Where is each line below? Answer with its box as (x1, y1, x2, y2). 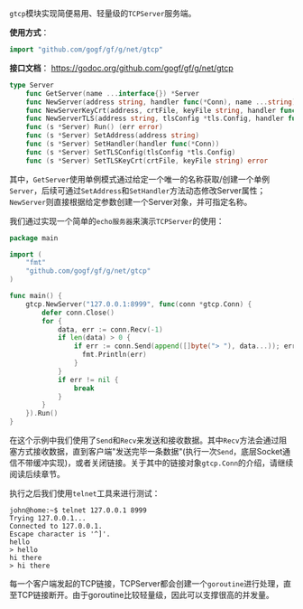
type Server (9, 80, 54, 89)
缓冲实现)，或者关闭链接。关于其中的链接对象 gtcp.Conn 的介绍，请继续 (32, 457, 294, 468)
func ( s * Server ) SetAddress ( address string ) (25, 131, 200, 140)
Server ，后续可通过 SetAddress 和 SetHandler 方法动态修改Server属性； (9, 184, 266, 196)
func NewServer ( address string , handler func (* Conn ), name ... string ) (25, 98, 297, 107)
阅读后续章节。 (9, 469, 65, 479)
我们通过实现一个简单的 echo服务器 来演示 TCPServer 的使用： (9, 215, 225, 226)
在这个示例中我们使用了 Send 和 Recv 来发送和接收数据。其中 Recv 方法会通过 (9, 435, 280, 445)
